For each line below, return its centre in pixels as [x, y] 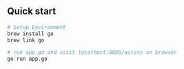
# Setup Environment [37, 27]
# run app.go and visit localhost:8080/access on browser [92, 52]
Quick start [32, 11]
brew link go [26, 40]
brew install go [30, 34]
